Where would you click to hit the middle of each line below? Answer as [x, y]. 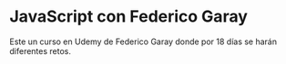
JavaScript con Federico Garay [129, 17]
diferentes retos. [40, 50]
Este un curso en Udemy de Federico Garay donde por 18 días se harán [143, 41]
